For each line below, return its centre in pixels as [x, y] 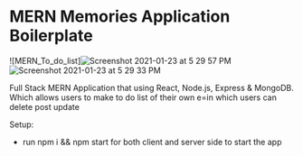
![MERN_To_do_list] [45, 60]
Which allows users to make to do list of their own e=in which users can [143, 97]
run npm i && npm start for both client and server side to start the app [152, 142]
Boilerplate [51, 36]
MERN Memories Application [120, 17]
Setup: [22, 124]
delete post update [44, 106]
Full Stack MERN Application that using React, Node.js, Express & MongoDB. [151, 87]
